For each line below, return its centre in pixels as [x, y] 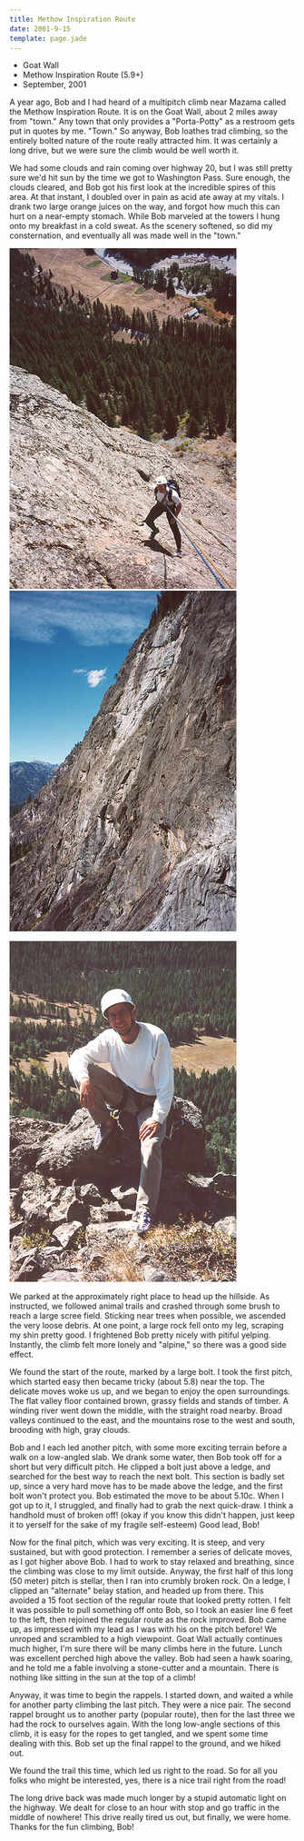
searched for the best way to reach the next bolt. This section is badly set [147, 1477]
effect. [22, 1355]
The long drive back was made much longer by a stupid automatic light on [148, 1798]
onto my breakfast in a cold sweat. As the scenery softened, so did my [141, 226]
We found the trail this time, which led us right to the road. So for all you [144, 1771]
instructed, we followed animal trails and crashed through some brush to [145, 1306]
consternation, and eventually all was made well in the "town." [125, 235]
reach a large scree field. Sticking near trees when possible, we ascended [147, 1316]
